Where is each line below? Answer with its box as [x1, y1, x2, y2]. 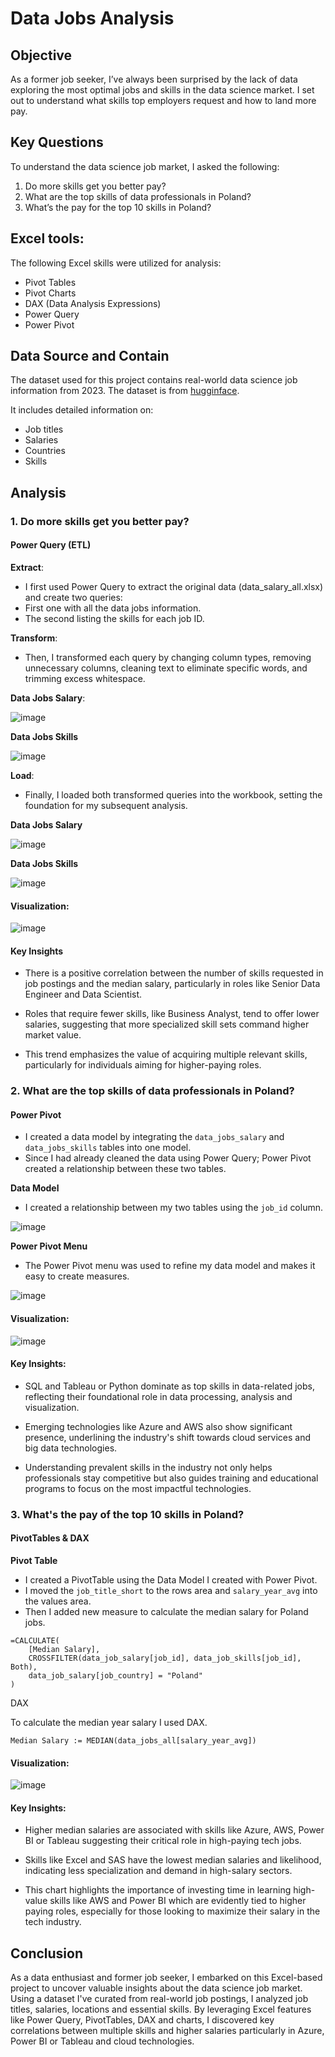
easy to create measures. [24, 1270, 130, 1282]
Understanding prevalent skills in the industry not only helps [24, 1461, 273, 1473]
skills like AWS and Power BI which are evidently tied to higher [49, 1895, 307, 1907]
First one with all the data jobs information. [24, 602, 202, 614]
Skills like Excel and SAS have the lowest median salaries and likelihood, [24, 1854, 322, 1866]
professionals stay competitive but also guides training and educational [24, 1472, 319, 1484]
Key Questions [10, 134, 104, 151]
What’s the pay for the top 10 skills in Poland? [24, 201, 212, 213]
